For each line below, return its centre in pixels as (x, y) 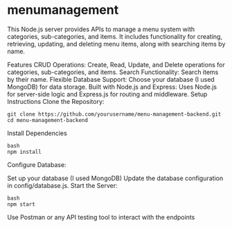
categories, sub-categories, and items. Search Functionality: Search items (113, 72)
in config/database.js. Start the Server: (62, 185)
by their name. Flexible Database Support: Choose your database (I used (111, 79)
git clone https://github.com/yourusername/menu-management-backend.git (114, 114)
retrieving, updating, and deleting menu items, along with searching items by (116, 44)
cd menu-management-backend (48, 120)
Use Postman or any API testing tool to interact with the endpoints (101, 217)
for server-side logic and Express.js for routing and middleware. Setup (107, 94)
